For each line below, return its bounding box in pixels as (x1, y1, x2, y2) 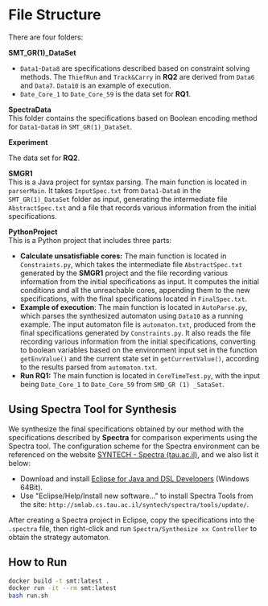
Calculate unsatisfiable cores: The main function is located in (19, 251, 227, 261)
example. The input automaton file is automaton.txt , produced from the (19, 319, 256, 329)
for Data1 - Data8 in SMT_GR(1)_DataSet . (8, 122, 133, 131)
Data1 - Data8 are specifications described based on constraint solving (19, 63, 250, 73)
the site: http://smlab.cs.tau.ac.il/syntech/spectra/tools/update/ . (19, 499, 249, 509)
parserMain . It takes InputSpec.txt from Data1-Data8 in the (8, 185, 201, 195)
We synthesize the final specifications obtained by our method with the (8, 424, 244, 434)
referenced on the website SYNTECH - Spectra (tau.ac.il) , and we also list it (8, 449, 259, 460)
